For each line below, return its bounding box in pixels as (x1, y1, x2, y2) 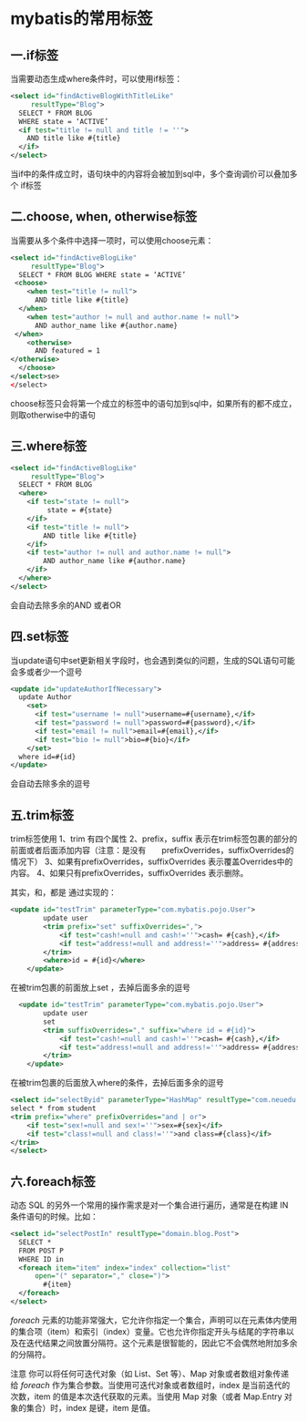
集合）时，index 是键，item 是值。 (26, 1402, 156, 1413)
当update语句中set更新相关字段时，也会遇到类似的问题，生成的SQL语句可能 (10, 654, 295, 665)
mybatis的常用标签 (10, 8, 153, 29)
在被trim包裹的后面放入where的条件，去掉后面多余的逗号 (10, 1077, 224, 1088)
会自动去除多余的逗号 (10, 778, 90, 789)
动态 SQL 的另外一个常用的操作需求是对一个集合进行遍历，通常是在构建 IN (10, 1200, 289, 1211)
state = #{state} (46, 506, 113, 515)
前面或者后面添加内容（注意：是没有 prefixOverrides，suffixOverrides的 (10, 845, 294, 856)
